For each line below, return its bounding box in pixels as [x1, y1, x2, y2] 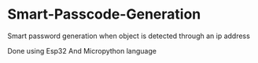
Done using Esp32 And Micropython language [7, 46, 157, 55]
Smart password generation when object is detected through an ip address [7, 31, 251, 40]
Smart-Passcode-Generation [7, 5, 201, 23]
